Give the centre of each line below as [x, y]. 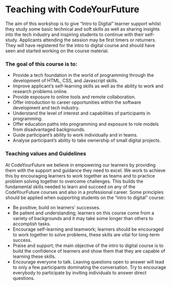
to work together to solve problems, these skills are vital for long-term [86, 234]
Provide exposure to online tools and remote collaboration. [74, 97]
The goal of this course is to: [41, 64]
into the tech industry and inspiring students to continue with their [75, 34]
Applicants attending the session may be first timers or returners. [88, 40]
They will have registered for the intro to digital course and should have [80, 45]
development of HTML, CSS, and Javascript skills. [65, 81]
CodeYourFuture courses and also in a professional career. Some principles [84, 192]
